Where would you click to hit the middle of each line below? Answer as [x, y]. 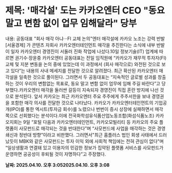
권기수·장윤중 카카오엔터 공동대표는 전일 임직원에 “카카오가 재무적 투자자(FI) [91, 57]
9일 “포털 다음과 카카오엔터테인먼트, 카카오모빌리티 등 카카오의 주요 [90, 122]
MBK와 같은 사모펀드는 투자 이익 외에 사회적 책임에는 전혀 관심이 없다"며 [91, 141]
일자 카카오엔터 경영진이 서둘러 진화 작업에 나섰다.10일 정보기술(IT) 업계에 [84, 51]
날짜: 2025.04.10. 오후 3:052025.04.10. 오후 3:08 [58, 165]
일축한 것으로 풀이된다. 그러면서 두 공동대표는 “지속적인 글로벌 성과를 [88, 77]
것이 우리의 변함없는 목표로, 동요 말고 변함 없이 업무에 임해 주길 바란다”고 [88, 83]
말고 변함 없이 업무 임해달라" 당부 [71, 23]
